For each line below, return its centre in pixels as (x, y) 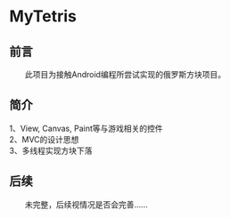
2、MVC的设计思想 (44, 139)
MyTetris (43, 16)
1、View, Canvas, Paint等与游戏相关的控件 (86, 128)
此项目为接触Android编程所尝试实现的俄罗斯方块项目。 (125, 74)
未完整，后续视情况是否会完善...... (86, 204)
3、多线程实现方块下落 (51, 150)
